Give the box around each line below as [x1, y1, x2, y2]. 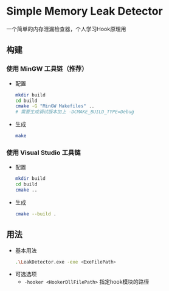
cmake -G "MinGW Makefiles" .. [15, 103, 95, 109]
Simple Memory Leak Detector [6, 4, 163, 18]
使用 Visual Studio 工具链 [6, 148, 81, 157]
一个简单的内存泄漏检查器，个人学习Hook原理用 [6, 25, 126, 32]
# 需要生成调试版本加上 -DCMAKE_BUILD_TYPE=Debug [15, 109, 134, 115]
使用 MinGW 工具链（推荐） [6, 65, 88, 73]
